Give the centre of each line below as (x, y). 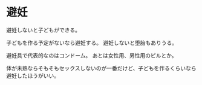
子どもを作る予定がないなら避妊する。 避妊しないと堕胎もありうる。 (92, 42)
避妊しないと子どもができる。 (43, 30)
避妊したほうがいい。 (33, 75)
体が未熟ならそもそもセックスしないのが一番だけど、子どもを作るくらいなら (101, 68)
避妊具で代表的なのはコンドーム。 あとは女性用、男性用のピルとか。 (92, 55)
